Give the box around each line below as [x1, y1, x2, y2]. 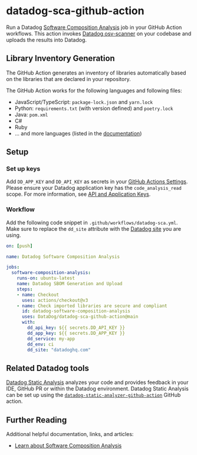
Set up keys [6, 164, 41, 173]
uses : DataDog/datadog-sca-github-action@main [21, 314, 139, 320]
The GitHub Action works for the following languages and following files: [6, 87, 182, 94]
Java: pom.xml [14, 111, 48, 118]
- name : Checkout [17, 292, 60, 298]
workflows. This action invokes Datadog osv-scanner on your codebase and [6, 30, 192, 37]
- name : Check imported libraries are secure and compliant [17, 303, 168, 309]
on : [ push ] [6, 243, 33, 249]
